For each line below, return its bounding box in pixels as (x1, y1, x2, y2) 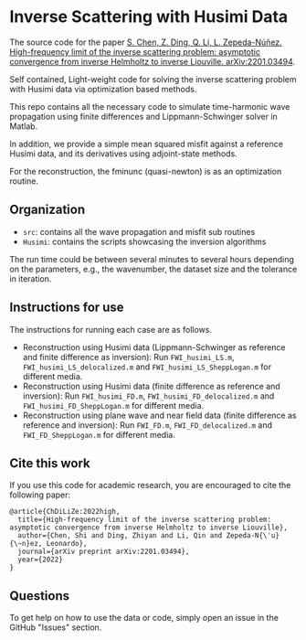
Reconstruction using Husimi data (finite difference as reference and (22, 380, 280, 391)
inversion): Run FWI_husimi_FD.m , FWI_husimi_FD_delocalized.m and (22, 390, 275, 401)
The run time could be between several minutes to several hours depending (9, 253, 295, 264)
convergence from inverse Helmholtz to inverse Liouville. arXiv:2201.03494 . (9, 56, 295, 67)
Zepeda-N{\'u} (226, 531, 280, 540)
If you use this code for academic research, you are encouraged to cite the (9, 480, 291, 491)
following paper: (9, 489, 71, 500)
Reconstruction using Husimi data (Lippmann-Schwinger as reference (22, 341, 286, 353)
